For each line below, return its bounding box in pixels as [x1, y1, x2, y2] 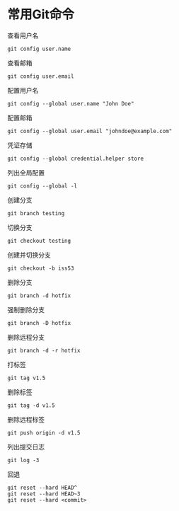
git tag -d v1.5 [7, 401, 55, 409]
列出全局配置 [7, 168, 45, 177]
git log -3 [7, 457, 40, 464]
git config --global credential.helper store [7, 155, 144, 162]
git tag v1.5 [7, 374, 46, 381]
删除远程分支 [7, 333, 45, 341]
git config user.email [7, 72, 74, 80]
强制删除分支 [7, 305, 45, 314]
